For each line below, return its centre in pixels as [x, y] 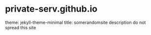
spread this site [21, 27]
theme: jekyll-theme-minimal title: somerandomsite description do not [75, 22]
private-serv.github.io [51, 9]
